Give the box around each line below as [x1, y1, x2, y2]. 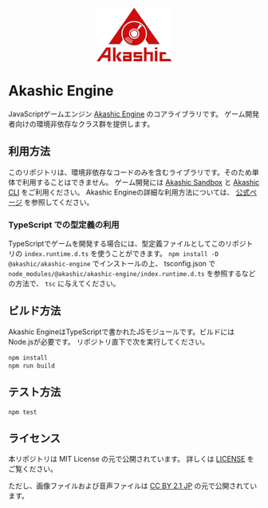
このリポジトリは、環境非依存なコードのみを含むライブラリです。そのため [8, 167, 253, 177]
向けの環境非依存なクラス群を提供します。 [14, 119, 155, 128]
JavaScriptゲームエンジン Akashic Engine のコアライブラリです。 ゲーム [8, 108, 246, 119]
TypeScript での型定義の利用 [8, 219, 120, 230]
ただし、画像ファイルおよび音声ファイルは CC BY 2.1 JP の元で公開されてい [8, 481, 258, 490]
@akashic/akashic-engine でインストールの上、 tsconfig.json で [8, 259, 216, 269]
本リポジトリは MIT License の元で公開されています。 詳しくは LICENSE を [8, 455, 254, 464]
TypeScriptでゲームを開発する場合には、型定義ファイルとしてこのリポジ [8, 239, 246, 249]
